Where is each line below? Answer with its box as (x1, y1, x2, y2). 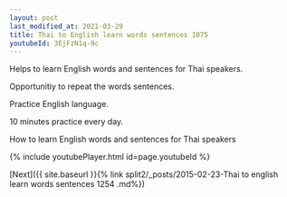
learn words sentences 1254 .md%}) (9, 179, 146, 190)
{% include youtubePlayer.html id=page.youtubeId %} (9, 152, 211, 163)
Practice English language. (9, 99, 109, 110)
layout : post (9, 13, 59, 23)
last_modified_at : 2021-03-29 (9, 22, 124, 31)
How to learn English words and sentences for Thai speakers (9, 133, 237, 145)
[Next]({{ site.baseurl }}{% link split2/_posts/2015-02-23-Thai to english (9, 169, 279, 180)
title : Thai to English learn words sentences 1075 (9, 30, 208, 39)
